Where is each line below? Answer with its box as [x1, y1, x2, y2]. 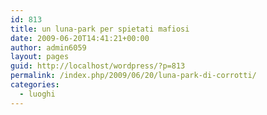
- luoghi [19, 89, 56, 99]
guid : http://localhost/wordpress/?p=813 [10, 61, 186, 71]
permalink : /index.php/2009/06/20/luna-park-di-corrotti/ [10, 71, 257, 81]
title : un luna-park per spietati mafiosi [10, 24, 190, 34]
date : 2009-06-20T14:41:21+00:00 [10, 33, 150, 43]
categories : [10, 80, 60, 90]
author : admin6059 [10, 42, 87, 53]
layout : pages [10, 52, 70, 62]
